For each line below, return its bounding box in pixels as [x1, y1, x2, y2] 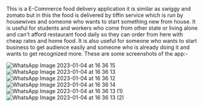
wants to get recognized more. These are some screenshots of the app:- [6, 50, 188, 57]
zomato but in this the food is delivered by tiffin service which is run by [6, 11, 183, 19]
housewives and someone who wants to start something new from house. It [6, 18, 196, 25]
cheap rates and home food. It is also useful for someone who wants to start [6, 37, 197, 44]
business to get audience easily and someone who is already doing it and [6, 44, 190, 51]
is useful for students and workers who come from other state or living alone [6, 24, 198, 31]
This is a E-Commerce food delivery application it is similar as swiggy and [6, 5, 191, 12]
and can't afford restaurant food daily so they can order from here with [6, 31, 183, 38]
